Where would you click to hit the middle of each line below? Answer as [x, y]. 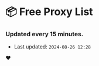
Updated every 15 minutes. [45, 34]
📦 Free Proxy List [49, 12]
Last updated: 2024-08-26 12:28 [52, 47]
